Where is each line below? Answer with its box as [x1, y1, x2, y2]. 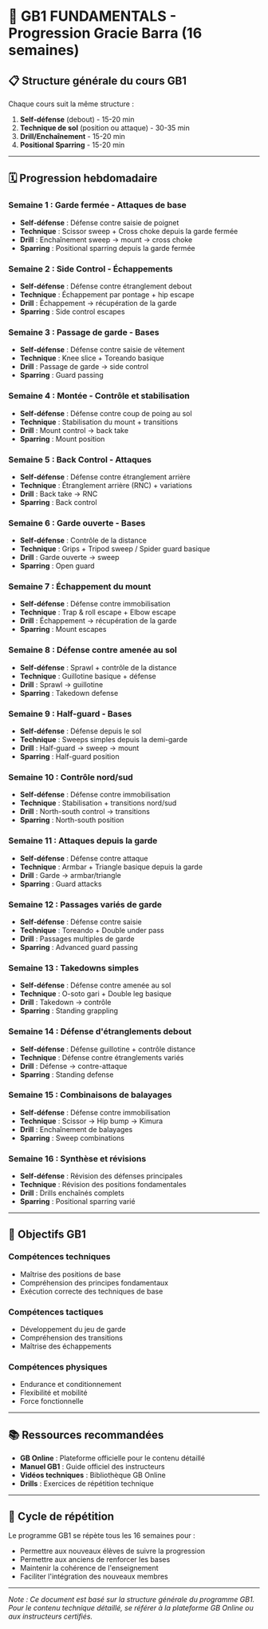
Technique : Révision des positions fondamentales [19, 1180, 187, 1190]
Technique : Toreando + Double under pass [19, 925, 165, 935]
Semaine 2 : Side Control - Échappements [8, 263, 173, 274]
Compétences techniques [8, 1251, 111, 1262]
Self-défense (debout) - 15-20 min [19, 115, 135, 124]
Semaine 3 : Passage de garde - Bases [8, 327, 160, 338]
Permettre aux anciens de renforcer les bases [19, 1555, 171, 1564]
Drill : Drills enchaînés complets [19, 1188, 125, 1198]
